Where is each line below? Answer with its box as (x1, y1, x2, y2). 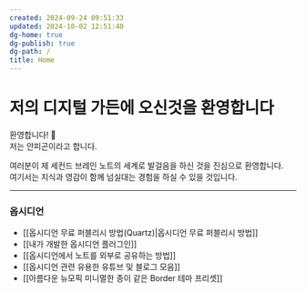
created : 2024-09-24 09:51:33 (9, 13, 125, 23)
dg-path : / (9, 47, 51, 56)
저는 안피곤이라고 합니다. (9, 140, 97, 151)
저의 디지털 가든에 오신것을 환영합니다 (9, 97, 275, 118)
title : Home (9, 55, 55, 65)
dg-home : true (9, 30, 64, 39)
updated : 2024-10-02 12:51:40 (9, 22, 125, 31)
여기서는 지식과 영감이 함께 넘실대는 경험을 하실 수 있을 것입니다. (9, 171, 239, 182)
